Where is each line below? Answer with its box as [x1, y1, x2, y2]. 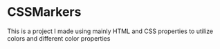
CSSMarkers [7, 4, 82, 20]
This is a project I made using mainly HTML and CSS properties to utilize [7, 27, 213, 35]
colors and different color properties [7, 34, 111, 42]
